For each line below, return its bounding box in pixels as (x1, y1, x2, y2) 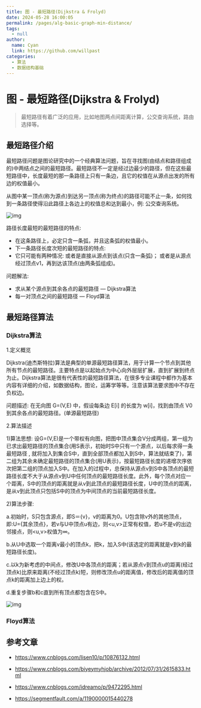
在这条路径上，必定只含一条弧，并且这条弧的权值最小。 (14, 237, 151, 244)
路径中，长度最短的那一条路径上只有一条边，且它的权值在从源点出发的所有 (11, 172, 195, 180)
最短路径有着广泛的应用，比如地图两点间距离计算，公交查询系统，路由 (20, 113, 194, 121)
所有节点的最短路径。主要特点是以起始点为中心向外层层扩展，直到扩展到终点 (6, 366, 195, 374)
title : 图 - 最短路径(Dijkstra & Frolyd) (6, 8, 106, 15)
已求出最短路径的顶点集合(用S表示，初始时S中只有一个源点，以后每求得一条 (6, 442, 193, 449)
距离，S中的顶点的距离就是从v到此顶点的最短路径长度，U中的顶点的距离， (11, 480, 195, 487)
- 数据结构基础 (11, 64, 44, 71)
